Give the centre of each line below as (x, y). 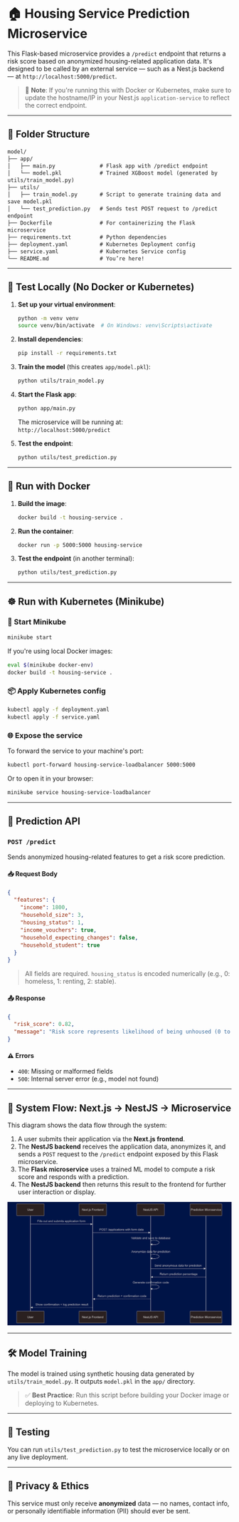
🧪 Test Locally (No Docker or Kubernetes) (101, 287)
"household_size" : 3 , (52, 915)
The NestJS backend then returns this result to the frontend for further (122, 1185)
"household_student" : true (60, 945)
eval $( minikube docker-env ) (51, 665)
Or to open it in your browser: (51, 778)
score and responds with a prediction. (73, 1177)
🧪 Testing (29, 1433)
